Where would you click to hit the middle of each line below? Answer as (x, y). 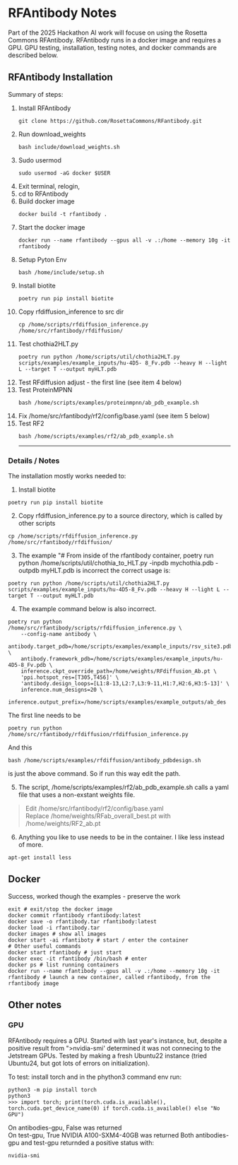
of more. (31, 845)
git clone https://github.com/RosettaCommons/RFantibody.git (110, 121)
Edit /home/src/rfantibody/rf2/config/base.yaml (95, 809)
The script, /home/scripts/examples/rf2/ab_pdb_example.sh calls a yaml (123, 787)
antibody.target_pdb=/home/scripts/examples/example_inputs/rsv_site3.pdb (120, 647)
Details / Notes (34, 461)
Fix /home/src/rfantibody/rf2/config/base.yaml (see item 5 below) (114, 415)
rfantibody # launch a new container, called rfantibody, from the (109, 977)
